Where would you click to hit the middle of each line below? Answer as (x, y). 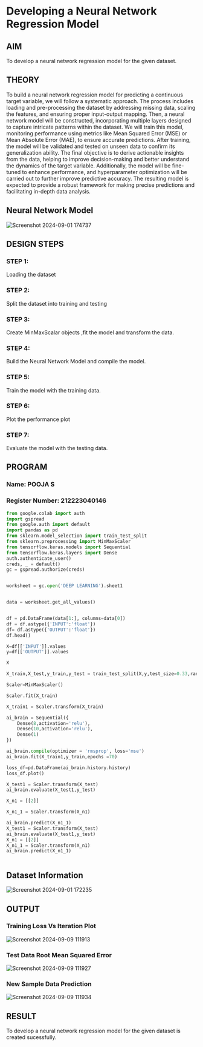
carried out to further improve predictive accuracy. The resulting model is (98, 178)
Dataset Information (45, 875)
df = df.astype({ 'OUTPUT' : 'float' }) (51, 630)
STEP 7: (18, 435)
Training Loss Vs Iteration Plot (51, 926)
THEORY (23, 80)
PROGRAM (27, 467)
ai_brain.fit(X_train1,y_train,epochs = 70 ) (62, 756)
